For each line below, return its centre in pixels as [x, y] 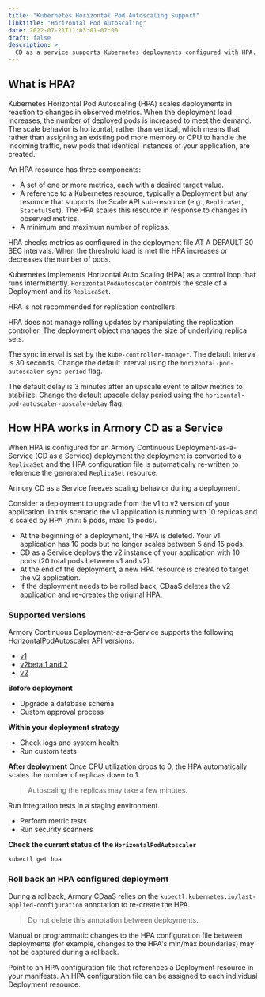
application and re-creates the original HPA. [91, 594]
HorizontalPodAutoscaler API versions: [71, 640]
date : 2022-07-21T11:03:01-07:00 [63, 30]
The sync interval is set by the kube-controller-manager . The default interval [132, 354]
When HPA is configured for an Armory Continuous [91, 447]
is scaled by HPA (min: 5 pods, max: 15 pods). [83, 520]
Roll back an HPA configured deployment [89, 879]
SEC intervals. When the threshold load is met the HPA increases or [118, 250]
